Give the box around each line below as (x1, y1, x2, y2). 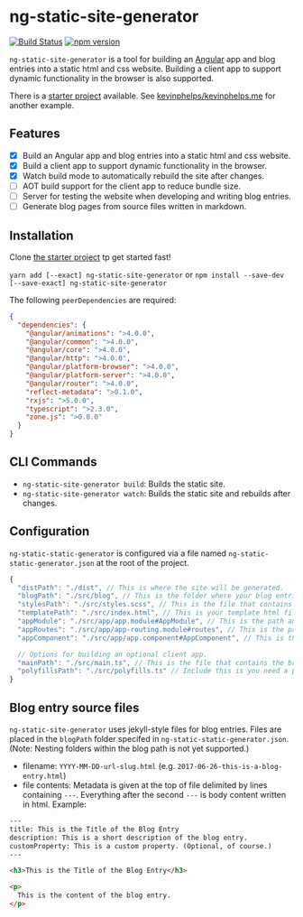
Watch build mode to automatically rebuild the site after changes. (22, 170, 264, 181)
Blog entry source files (9, 699, 140, 715)
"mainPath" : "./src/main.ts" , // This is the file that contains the (17, 658, 284, 667)
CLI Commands (9, 454, 97, 470)
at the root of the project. (96, 557, 189, 568)
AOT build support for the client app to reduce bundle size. (22, 181, 242, 191)
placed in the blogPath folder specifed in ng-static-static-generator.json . (9, 734, 289, 744)
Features (9, 126, 60, 142)
